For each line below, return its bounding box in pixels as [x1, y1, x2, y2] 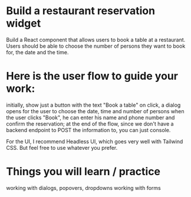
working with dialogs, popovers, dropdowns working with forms [6, 184, 161, 191]
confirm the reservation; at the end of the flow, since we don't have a [6, 120, 174, 127]
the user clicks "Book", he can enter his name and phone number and [6, 114, 175, 121]
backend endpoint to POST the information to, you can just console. [6, 126, 171, 133]
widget [6, 17, 41, 30]
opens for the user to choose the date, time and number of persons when [6, 107, 185, 114]
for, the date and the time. [6, 48, 69, 55]
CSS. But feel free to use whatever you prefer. [6, 144, 118, 151]
